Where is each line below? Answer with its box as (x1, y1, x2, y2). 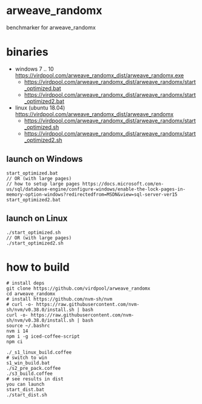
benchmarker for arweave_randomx (6, 24, 96, 31)
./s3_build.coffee (6, 371, 53, 377)
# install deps (6, 280, 45, 287)
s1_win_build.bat (6, 360, 50, 366)
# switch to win (6, 355, 47, 361)
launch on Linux (6, 214, 68, 224)
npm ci (6, 339, 23, 345)
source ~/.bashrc (6, 323, 50, 329)
